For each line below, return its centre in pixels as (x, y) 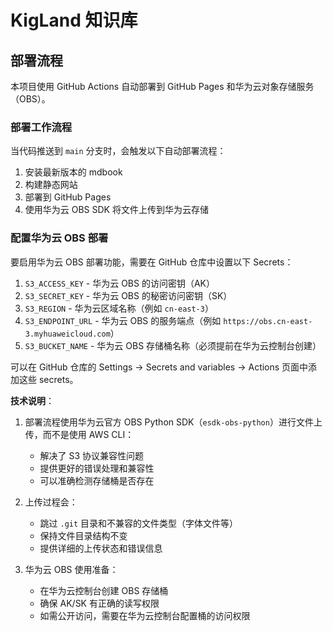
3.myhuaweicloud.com (67, 334)
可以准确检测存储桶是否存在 (97, 480)
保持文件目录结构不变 (83, 535)
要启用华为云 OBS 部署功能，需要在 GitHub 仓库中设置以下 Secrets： (152, 262)
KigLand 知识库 (74, 20)
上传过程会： (51, 502)
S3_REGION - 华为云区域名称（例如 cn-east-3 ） (119, 308)
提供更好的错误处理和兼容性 (97, 468)
